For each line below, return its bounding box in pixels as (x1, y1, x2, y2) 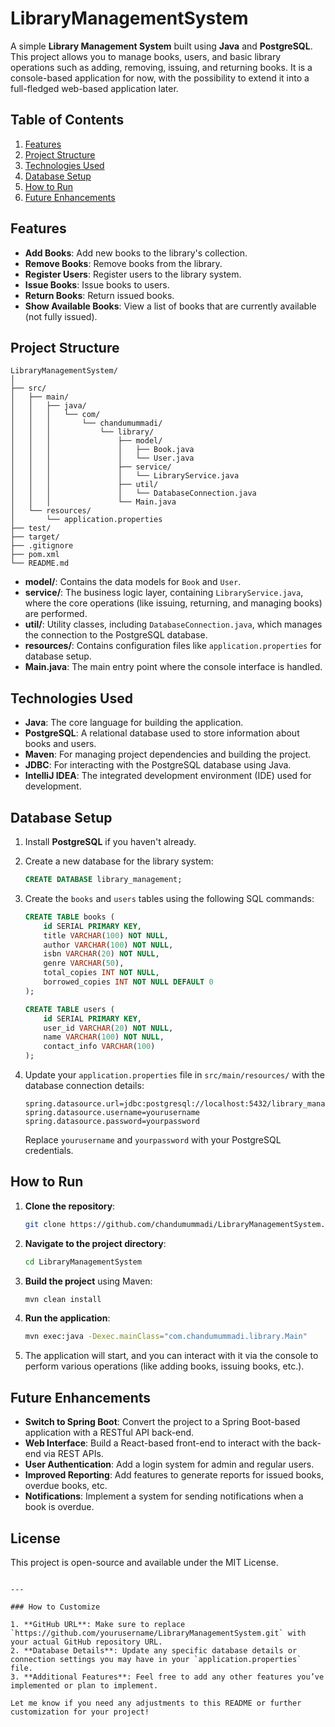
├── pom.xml (10, 550, 60, 560)
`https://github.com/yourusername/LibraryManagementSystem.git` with (10, 1628, 307, 1638)
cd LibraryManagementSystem (24, 1257, 142, 1267)
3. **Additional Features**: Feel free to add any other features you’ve (10, 1672, 325, 1682)
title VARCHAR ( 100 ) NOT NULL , (43, 930, 169, 941)
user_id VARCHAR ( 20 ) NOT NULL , (43, 1023, 174, 1033)
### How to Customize (10, 1602, 101, 1612)
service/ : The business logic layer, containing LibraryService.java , (24, 587, 304, 599)
